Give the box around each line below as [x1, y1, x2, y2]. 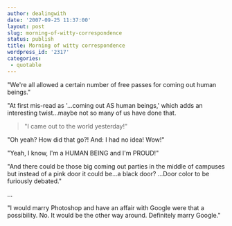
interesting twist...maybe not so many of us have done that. [7, 109, 177, 117]
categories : [7, 55, 42, 62]
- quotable [10, 62, 42, 68]
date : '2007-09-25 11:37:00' [7, 17, 91, 23]
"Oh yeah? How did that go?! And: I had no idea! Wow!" [7, 135, 165, 144]
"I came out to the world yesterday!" [24, 122, 128, 130]
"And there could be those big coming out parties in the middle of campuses [7, 162, 225, 170]
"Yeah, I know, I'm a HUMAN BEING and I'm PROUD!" [7, 149, 159, 157]
